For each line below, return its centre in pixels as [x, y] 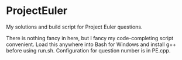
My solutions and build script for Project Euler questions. [74, 27]
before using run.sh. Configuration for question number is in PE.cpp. [88, 50]
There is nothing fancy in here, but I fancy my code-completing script [90, 38]
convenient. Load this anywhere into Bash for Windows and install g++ [91, 44]
